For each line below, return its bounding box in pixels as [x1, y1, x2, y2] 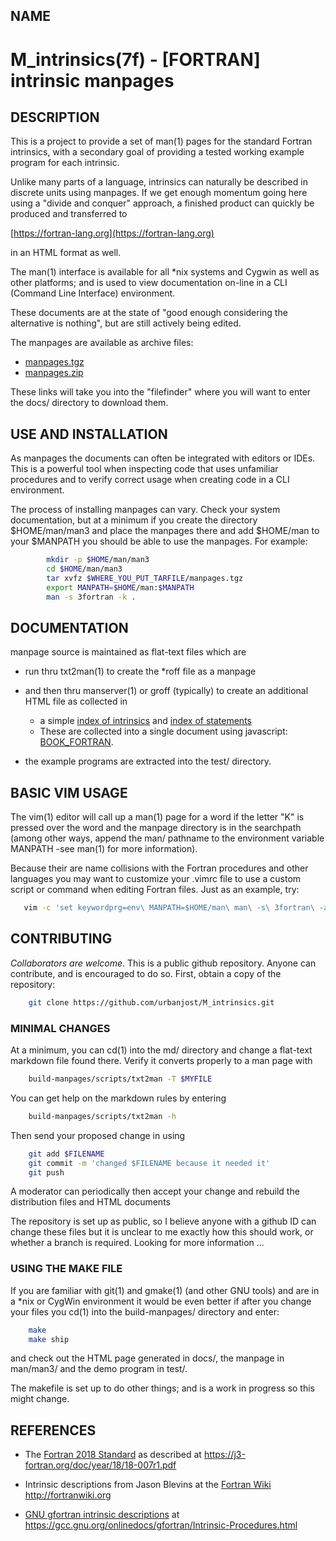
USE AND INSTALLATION [10, 425, 168, 443]
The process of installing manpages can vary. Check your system [10, 504, 281, 516]
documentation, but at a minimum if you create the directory [10, 514, 258, 526]
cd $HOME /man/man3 [46, 564, 123, 574]
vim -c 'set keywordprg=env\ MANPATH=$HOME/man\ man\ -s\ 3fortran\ [23, 903, 315, 913]
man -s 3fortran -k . [46, 592, 137, 602]
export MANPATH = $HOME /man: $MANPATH [46, 582, 195, 593]
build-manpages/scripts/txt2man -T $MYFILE [28, 1074, 213, 1084]
